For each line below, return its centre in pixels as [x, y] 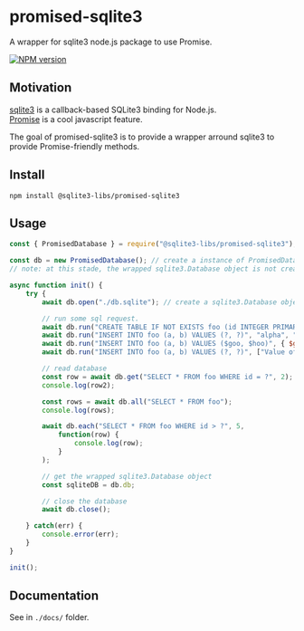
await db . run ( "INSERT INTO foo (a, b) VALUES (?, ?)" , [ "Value [163, 352]
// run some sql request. [91, 319]
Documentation [54, 596]
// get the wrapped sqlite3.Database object [127, 476]
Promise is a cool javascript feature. [76, 119]
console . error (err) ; [81, 535]
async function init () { [56, 285]
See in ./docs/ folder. [49, 617]
